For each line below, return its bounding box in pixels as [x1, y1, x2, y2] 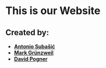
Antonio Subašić [13, 43, 55, 50]
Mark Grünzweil [13, 49, 54, 56]
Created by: [5, 28, 50, 38]
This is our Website [5, 4, 101, 18]
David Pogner [13, 56, 48, 62]
